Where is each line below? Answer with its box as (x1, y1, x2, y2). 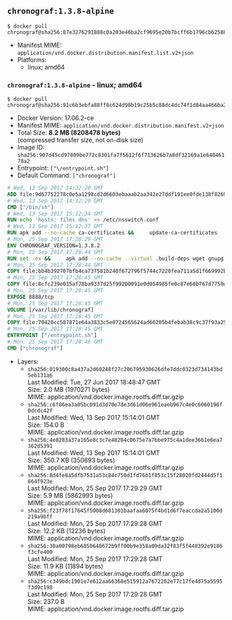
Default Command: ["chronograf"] (17, 171, 116, 179)
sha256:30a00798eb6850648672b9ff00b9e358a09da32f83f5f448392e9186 (27, 542, 223, 550)
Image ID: (17, 143, 45, 152)
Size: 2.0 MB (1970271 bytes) (27, 385, 110, 393)
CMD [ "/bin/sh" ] (7, 203, 54, 210)
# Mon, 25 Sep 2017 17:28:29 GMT (7, 236, 104, 243)
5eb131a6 (27, 372, 53, 379)
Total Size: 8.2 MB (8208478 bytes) (17, 128, 121, 137)
